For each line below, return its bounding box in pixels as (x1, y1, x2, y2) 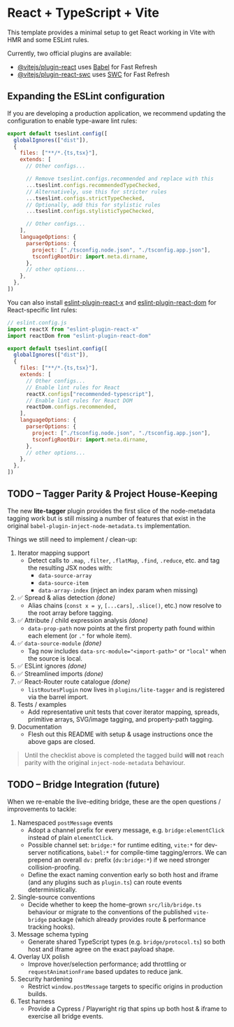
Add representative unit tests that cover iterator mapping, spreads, (27, 708, 220, 716)
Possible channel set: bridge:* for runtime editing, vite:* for (27, 841, 203, 849)
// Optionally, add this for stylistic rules (25, 201, 161, 208)
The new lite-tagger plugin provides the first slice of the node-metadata (7, 506, 216, 515)
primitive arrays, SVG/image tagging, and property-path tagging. (27, 715, 214, 723)
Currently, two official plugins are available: (7, 49, 132, 57)
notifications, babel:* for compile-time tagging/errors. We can (47, 848, 227, 856)
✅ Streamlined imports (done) (17, 669, 103, 677)
